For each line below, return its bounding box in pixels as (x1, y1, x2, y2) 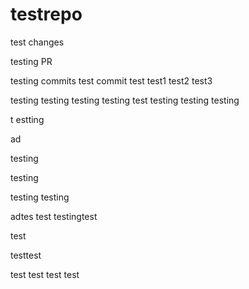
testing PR (10, 55, 53, 67)
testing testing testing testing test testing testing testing (10, 94, 240, 106)
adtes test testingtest (10, 210, 98, 222)
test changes (10, 36, 65, 48)
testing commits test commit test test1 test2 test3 (10, 74, 213, 87)
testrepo (10, 3, 83, 26)
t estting (10, 113, 45, 125)
